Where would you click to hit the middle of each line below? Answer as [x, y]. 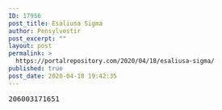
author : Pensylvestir [45, 31]
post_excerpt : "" [38, 38]
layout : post [30, 46]
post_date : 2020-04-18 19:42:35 [63, 76]
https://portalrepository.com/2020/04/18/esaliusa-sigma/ [115, 61]
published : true [36, 69]
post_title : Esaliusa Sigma [56, 23]
